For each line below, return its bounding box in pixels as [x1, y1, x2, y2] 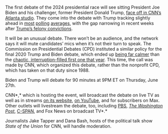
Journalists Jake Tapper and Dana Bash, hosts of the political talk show [5, 118, 153, 123]
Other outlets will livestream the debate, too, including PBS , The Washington [5, 103, 163, 108]
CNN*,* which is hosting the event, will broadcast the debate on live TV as [5, 92, 159, 98]
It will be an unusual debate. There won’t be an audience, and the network [5, 35, 158, 41]
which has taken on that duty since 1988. [5, 67, 90, 73]
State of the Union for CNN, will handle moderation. [5, 123, 112, 129]
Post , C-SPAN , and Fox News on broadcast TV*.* [5, 108, 108, 114]
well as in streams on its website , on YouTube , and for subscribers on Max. [5, 97, 160, 103]
